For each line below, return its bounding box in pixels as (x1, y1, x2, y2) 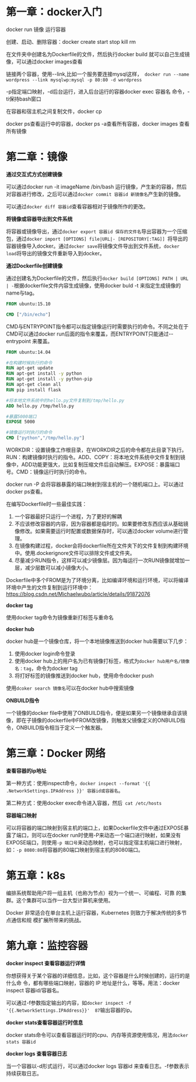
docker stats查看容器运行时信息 (6, 1019, 83, 1026)
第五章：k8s (6, 869, 66, 882)
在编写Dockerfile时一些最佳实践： (6, 501, 87, 507)
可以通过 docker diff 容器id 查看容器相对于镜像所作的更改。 (6, 203, 149, 210)
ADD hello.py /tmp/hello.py (6, 403, 75, 409)
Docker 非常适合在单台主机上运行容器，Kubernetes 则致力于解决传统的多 (6, 909, 182, 916)
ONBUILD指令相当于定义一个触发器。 (16, 724, 106, 731)
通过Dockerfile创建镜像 (6, 262, 63, 269)
